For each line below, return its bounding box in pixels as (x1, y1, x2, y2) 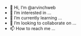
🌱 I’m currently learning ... (9, 15, 62, 20)
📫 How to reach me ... (9, 26, 55, 31)
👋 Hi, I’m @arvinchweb (9, 5, 56, 10)
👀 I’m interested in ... (9, 10, 52, 16)
